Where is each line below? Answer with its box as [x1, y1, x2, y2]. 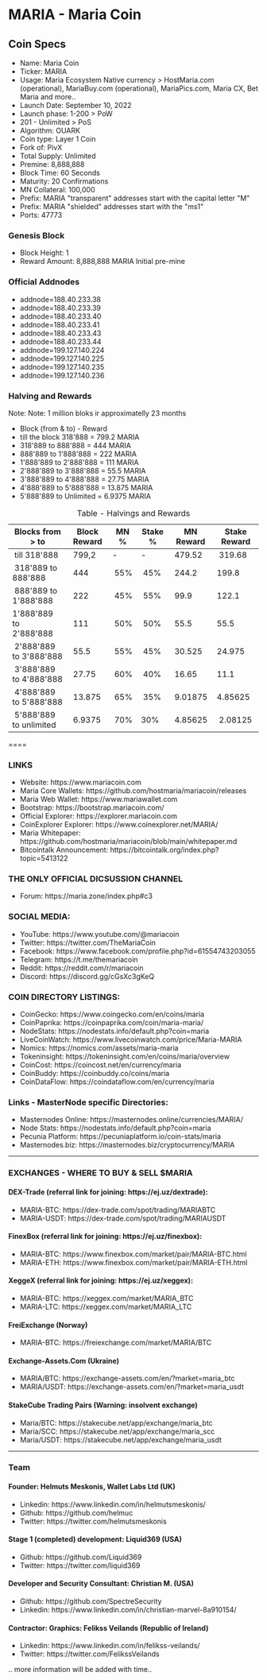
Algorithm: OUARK [19, 126, 81, 135]
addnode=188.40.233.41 [19, 319, 100, 329]
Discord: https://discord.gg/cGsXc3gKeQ [19, 971, 155, 981]
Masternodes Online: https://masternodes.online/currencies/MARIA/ [19, 1115, 244, 1125]
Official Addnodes [8, 277, 80, 288]
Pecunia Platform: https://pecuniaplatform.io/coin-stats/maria [19, 1132, 221, 1141]
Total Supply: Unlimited [19, 151, 96, 161]
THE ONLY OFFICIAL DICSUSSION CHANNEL [8, 873, 183, 885]
